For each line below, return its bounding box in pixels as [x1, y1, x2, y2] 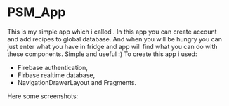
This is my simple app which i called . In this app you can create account [7, 27, 217, 36]
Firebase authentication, [17, 63, 88, 72]
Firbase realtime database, [17, 71, 96, 79]
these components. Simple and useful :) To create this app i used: [7, 50, 197, 58]
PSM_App [7, 4, 66, 20]
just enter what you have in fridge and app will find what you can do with [7, 42, 218, 51]
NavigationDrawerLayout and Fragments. [17, 78, 137, 86]
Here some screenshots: [7, 92, 79, 100]
